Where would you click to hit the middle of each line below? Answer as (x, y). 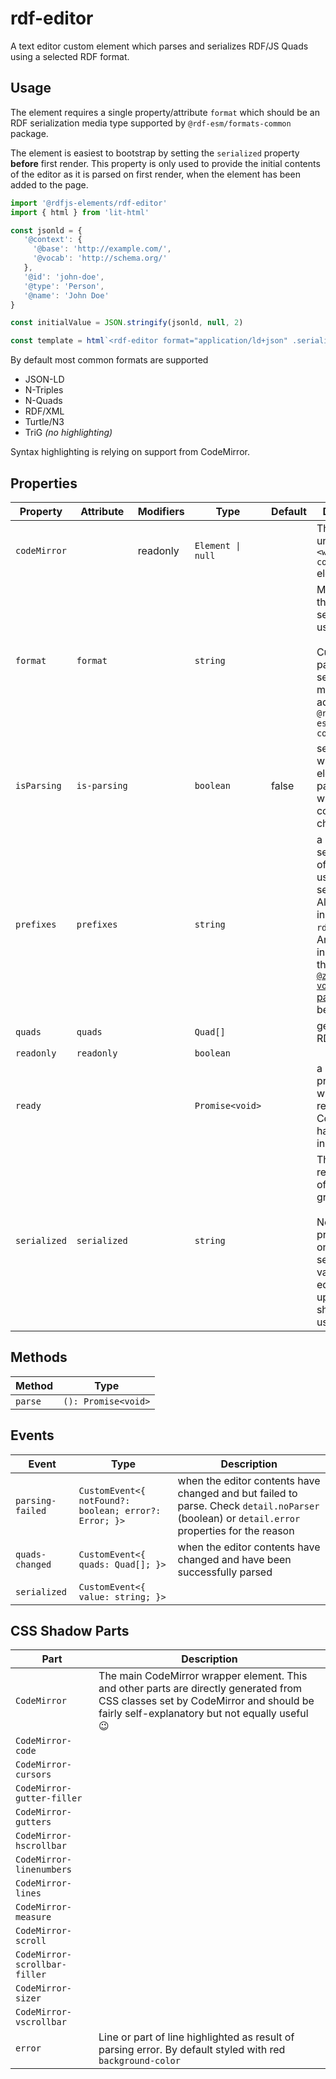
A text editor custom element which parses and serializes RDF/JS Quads (159, 46)
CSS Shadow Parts (70, 1630)
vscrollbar (41, 2022)
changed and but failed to (237, 1493)
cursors (33, 1775)
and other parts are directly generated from (200, 1689)
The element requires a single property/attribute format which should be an (165, 112)
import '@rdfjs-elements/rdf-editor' (89, 203)
